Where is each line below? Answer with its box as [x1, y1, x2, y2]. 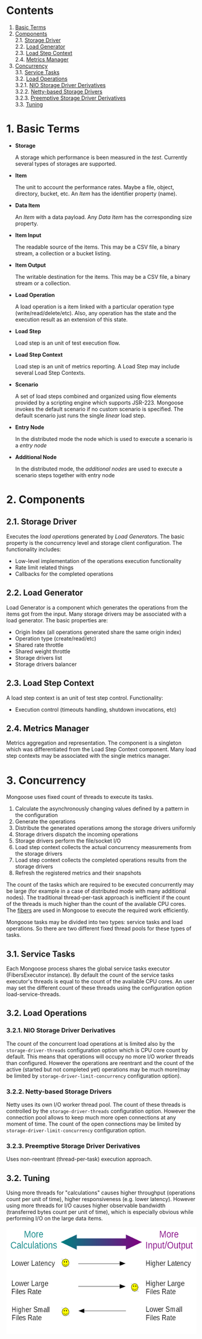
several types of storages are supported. [14, 160, 116, 167]
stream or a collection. [14, 279, 71, 287]
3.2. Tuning [6, 1173, 50, 1183]
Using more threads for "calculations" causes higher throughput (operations [6, 1189, 195, 1196]
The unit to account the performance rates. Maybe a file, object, [14, 183, 175, 191]
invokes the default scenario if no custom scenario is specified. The [14, 405, 184, 412]
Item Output [14, 261, 46, 269]
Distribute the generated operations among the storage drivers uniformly [14, 824, 196, 832]
